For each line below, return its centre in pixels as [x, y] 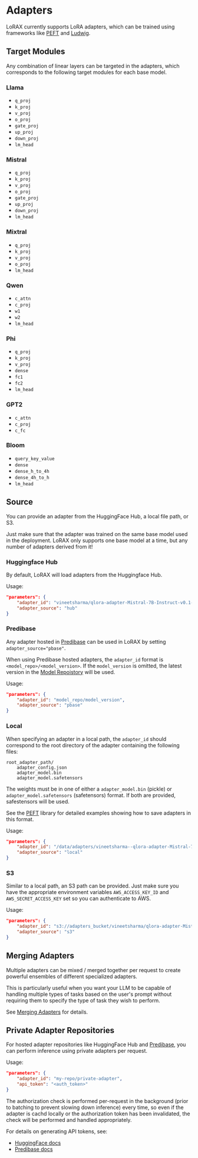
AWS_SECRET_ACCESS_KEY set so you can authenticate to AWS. [79, 899]
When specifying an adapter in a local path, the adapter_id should [86, 739]
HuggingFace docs [38, 1143]
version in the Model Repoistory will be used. [61, 672]
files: [12, 751]
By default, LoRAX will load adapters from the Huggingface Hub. [84, 575]
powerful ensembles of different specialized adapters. [72, 976]
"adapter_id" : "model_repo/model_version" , [71, 700]
